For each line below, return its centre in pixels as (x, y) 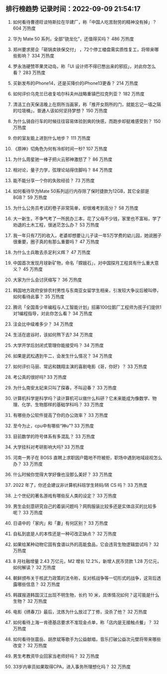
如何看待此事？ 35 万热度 (39, 297)
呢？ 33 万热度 (28, 512)
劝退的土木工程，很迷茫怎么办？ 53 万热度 (56, 225)
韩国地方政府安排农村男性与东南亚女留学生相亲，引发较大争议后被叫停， (87, 290)
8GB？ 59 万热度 (30, 197)
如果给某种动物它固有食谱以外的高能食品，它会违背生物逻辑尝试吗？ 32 (86, 544)
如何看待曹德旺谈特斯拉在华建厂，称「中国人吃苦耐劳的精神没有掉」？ (85, 22)
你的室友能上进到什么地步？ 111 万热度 (52, 138)
